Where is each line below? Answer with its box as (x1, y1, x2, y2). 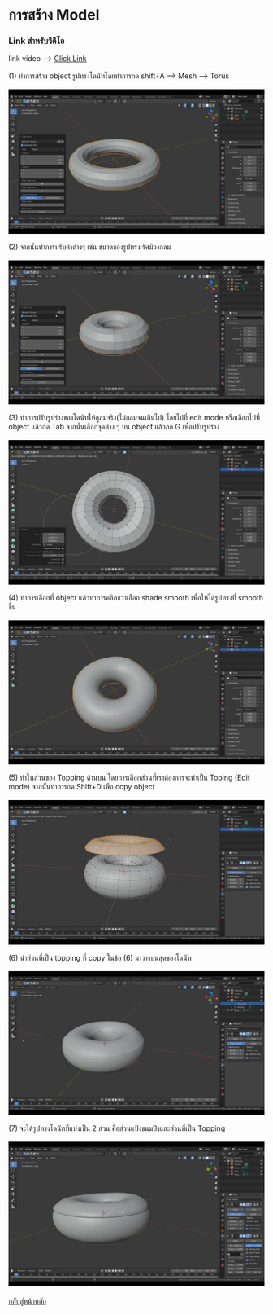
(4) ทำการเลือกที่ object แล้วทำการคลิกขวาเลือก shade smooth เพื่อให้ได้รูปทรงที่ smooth (8, 592, 264, 602)
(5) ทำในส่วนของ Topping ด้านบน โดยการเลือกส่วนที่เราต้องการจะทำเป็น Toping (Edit (8, 772, 250, 783)
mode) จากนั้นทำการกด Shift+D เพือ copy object (8, 782, 156, 792)
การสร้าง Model (8, 6, 100, 24)
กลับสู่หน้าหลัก (8, 1295, 47, 1305)
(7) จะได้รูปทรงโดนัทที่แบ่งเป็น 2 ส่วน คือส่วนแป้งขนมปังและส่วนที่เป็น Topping (8, 1124, 226, 1133)
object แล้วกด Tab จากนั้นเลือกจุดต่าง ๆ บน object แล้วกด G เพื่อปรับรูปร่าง (8, 422, 220, 432)
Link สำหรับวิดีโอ (8, 35, 65, 46)
